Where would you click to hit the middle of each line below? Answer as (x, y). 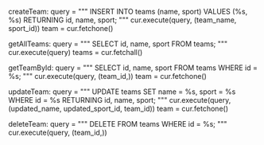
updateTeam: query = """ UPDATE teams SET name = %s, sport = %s (122, 92)
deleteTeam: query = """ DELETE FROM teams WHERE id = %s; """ (118, 124)
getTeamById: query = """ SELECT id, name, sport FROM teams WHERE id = (133, 68)
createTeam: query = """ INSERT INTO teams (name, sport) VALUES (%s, (128, 12)
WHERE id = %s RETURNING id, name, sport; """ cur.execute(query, (120, 100)
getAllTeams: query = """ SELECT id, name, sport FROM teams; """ (118, 44)
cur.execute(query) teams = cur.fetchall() (76, 52)
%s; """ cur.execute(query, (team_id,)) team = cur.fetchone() (107, 76)
